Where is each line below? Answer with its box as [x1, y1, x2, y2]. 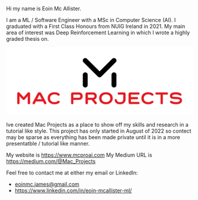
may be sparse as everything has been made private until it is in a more [6, 134, 181, 141]
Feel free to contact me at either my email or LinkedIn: [6, 169, 138, 176]
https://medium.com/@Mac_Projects [6, 158, 96, 165]
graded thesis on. [6, 36, 49, 42]
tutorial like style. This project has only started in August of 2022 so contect [6, 127, 191, 135]
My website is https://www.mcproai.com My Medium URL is [6, 151, 152, 159]
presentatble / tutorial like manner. [6, 140, 90, 147]
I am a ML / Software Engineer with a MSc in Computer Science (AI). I [6, 17, 176, 23]
